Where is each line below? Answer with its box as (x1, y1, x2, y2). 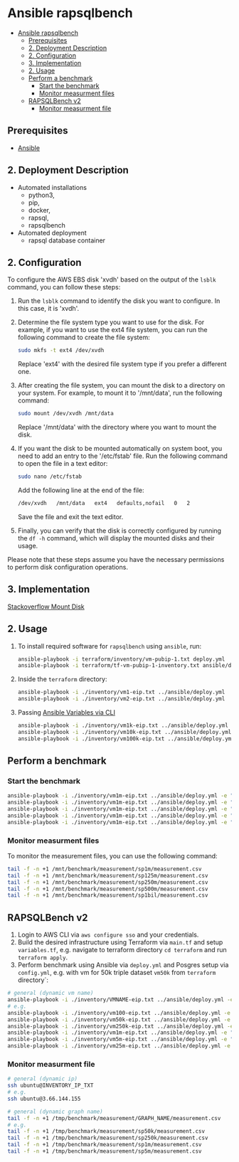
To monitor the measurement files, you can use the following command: (7, 851, 218, 860)
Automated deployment (17, 228, 87, 237)
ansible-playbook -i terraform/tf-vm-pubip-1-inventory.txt (17, 662, 200, 669)
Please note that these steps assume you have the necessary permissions (7, 555, 225, 563)
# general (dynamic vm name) (7, 990, 94, 997)
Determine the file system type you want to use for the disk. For (17, 318, 205, 326)
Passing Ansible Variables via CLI (17, 708, 116, 716)
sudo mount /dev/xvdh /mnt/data (17, 410, 114, 417)
